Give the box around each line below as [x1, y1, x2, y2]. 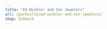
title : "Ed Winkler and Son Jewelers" [5, 7, 85, 12]
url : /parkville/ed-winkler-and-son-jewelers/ [5, 12, 103, 17]
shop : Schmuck [5, 16, 35, 21]
